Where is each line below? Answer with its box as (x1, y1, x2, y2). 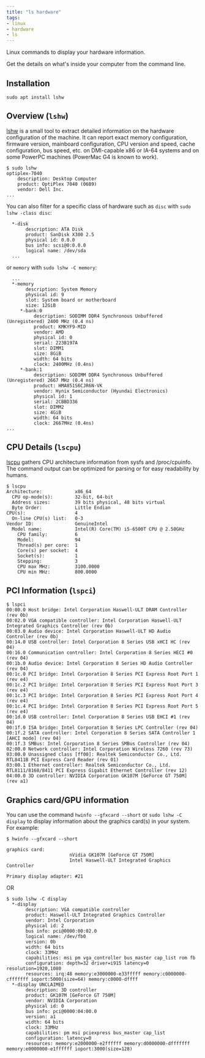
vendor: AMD (33, 329, 64, 335)
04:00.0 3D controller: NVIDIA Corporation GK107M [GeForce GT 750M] (6, 773, 188, 779)
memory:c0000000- (143, 971, 188, 977)
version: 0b (25, 939, 56, 945)
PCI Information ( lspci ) (6, 585, 96, 595)
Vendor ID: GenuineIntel (6, 521, 108, 527)
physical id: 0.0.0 (25, 237, 75, 243)
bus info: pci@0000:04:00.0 (25, 1008, 97, 1015)
